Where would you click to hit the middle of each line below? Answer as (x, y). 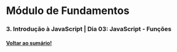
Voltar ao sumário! (29, 43)
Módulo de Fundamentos (68, 11)
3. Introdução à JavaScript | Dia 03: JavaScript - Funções (89, 29)
